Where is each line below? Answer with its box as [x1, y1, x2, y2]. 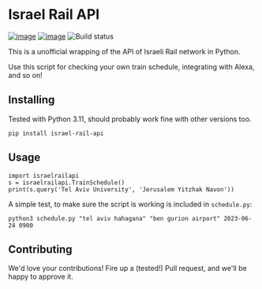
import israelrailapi [8, 172, 80, 180]
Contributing [8, 243, 73, 256]
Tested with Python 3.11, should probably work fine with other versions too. [8, 114, 252, 124]
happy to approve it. [8, 272, 73, 281]
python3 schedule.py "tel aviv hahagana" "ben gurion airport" [8, 214, 221, 222]
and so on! [8, 70, 43, 80]
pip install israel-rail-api [8, 129, 104, 137]
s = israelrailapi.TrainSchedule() [8, 179, 125, 187]
